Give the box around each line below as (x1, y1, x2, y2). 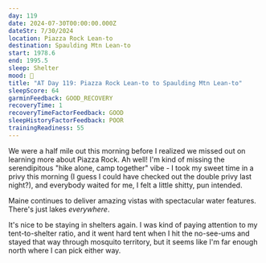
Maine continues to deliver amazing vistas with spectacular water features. (8, 195, 257, 205)
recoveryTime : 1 (8, 101, 63, 109)
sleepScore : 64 (8, 86, 59, 95)
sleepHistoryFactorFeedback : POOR (8, 117, 125, 125)
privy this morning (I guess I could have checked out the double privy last (8, 171, 252, 181)
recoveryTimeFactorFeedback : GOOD (8, 109, 125, 117)
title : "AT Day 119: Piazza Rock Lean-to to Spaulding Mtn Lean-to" (8, 79, 243, 87)
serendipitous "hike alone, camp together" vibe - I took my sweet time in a (8, 162, 255, 173)
